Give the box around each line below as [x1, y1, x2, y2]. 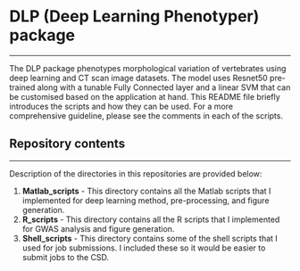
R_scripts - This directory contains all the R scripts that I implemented [21, 214, 280, 225]
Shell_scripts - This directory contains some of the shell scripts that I [21, 233, 279, 243]
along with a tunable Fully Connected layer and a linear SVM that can [37, 82, 291, 93]
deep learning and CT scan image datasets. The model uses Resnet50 [9, 72, 268, 83]
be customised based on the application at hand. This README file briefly [9, 91, 281, 102]
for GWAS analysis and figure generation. [21, 223, 175, 234]
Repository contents [9, 136, 126, 152]
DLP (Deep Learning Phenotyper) [9, 6, 260, 27]
